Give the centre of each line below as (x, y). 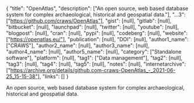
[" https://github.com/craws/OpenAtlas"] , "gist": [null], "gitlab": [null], (89, 21)
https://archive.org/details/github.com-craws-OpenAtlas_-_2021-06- (93, 70)
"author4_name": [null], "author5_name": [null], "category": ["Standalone (94, 51)
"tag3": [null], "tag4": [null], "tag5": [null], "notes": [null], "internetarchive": (96, 64)
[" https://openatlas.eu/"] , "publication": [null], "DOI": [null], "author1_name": (97, 39)
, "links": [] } (54, 76)
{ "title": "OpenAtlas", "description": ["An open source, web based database (97, 8)
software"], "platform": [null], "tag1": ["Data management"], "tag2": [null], (94, 58)
